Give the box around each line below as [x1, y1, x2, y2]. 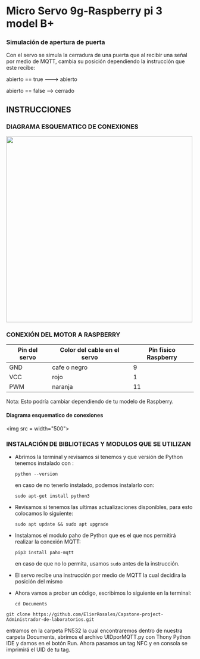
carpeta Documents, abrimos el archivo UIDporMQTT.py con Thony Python [6, 633, 191, 641]
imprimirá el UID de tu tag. [6, 646, 71, 653]
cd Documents [14, 601, 48, 607]
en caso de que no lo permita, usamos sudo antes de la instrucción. [14, 560, 180, 567]
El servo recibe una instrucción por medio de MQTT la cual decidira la [14, 571, 186, 579]
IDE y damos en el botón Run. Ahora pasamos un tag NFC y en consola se [6, 639, 187, 646]
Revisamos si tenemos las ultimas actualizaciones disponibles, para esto [14, 503, 193, 510]
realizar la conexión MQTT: [14, 538, 82, 545]
